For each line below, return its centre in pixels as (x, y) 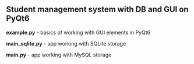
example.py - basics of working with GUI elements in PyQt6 (78, 32)
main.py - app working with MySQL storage (59, 55)
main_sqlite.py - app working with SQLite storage (66, 43)
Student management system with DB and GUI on (97, 10)
